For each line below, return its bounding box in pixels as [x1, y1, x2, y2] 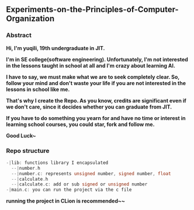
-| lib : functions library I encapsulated [6, 160, 109, 166]
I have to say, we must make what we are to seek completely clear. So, [6, 73, 180, 80]
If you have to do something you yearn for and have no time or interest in [6, 114, 186, 121]
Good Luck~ [6, 132, 36, 139]
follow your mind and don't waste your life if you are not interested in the [6, 79, 186, 86]
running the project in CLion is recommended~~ [6, 198, 126, 205]
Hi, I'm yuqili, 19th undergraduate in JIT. [6, 44, 105, 51]
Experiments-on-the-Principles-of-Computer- [6, 5, 179, 15]
